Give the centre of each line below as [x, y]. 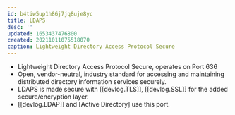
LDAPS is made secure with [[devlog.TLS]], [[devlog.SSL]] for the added [122, 89]
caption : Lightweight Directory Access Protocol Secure [91, 47]
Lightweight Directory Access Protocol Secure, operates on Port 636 [117, 67]
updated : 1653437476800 [42, 34]
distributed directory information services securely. [92, 81]
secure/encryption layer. [53, 97]
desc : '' [20, 27]
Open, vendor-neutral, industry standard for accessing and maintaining [121, 74]
